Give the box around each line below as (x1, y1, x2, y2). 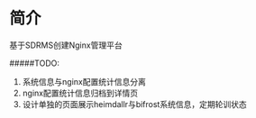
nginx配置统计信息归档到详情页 (22, 87, 138, 98)
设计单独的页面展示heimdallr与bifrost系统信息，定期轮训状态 (22, 98, 247, 109)
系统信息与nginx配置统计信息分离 (22, 76, 146, 86)
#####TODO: (9, 58, 60, 68)
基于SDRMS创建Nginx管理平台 (9, 40, 123, 50)
